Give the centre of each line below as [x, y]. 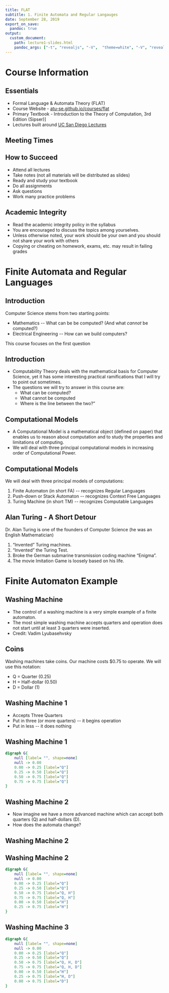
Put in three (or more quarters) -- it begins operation [67, 721]
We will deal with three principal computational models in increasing [83, 448]
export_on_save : [22, 24]
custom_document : [28, 38]
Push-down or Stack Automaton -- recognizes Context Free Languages [87, 496]
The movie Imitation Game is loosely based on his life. [68, 561]
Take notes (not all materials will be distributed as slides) [71, 175]
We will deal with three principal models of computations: [65, 481]
